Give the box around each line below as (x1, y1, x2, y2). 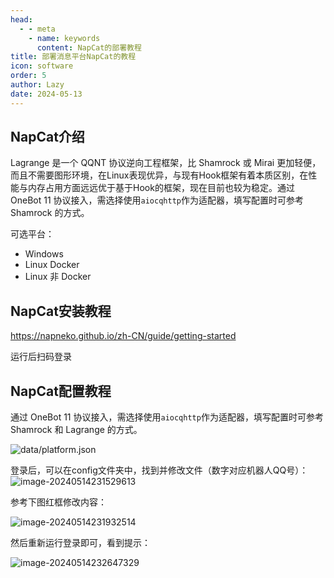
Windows (24, 248, 64, 260)
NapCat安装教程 (10, 302, 112, 320)
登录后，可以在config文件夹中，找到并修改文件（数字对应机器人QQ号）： (10, 464, 309, 476)
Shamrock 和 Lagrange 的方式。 (10, 424, 143, 436)
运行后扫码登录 (10, 351, 72, 363)
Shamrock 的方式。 (10, 207, 90, 219)
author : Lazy (10, 80, 65, 90)
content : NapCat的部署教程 (36, 42, 142, 53)
